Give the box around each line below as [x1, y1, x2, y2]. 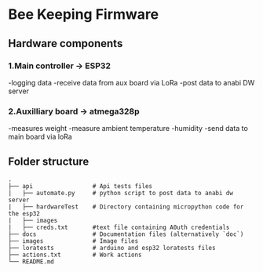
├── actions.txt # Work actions [8, 251, 143, 259]
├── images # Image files [8, 237, 139, 245]
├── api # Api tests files [8, 182, 153, 190]
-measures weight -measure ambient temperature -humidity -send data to [8, 124, 249, 133]
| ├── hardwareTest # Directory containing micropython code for [8, 202, 244, 211]
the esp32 [8, 209, 41, 217]
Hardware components [8, 37, 123, 50]
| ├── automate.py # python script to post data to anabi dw [8, 189, 234, 197]
